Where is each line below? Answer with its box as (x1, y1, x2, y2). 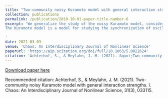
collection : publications (5, 12, 59, 17)
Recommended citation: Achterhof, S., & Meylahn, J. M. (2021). (5, 77, 135, 83)
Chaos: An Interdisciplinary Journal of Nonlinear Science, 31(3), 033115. (5, 87, 153, 93)
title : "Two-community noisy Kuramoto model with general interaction (5, 7, 155, 12)
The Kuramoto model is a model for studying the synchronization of (5, 26, 151, 31)
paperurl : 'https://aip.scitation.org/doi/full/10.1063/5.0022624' (5, 48, 149, 54)
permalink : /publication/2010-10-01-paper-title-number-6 (5, 16, 128, 21)
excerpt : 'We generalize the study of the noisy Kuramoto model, (5, 21, 144, 26)
